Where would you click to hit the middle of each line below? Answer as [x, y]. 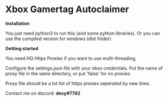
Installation [17, 23]
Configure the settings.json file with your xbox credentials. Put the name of [84, 68]
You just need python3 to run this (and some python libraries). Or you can [83, 33]
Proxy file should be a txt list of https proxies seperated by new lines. [78, 83]
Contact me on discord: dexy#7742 [43, 93]
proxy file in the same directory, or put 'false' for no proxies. [68, 73]
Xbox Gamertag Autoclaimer [67, 9]
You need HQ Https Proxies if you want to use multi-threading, [71, 58]
